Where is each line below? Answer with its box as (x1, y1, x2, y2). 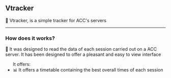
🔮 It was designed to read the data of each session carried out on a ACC (5, 46, 157, 52)
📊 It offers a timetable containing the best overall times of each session (12, 67, 163, 73)
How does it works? (5, 35, 55, 42)
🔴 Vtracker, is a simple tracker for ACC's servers (5, 17, 107, 23)
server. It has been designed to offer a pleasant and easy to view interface (5, 51, 161, 57)
